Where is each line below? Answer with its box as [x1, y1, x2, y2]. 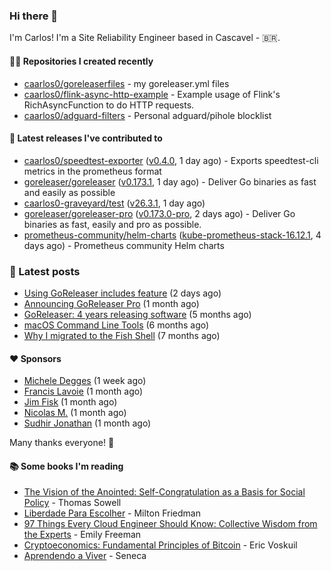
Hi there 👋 [9, 9, 59, 23]
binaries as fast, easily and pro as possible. [23, 218, 202, 230]
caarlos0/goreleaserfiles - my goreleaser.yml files [23, 77, 230, 89]
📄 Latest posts [9, 264, 81, 278]
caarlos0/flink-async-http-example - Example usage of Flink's [23, 88, 281, 100]
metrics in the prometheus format [23, 165, 162, 177]
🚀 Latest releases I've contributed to [9, 132, 163, 144]
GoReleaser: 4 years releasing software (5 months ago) [23, 309, 252, 320]
